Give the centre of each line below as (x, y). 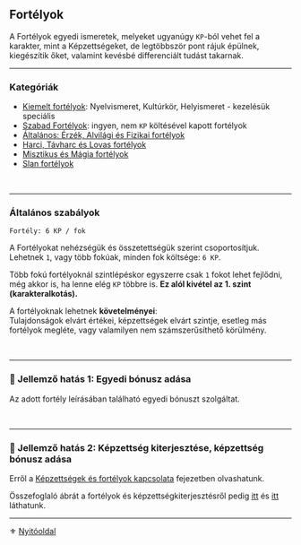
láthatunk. (28, 505)
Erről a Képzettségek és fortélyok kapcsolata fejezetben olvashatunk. (137, 478)
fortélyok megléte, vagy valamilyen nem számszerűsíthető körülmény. (138, 330)
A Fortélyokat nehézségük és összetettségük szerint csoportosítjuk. (134, 248)
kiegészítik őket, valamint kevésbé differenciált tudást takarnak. (126, 55)
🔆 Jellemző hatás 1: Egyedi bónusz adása (100, 379)
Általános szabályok (55, 212)
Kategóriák (34, 87)
